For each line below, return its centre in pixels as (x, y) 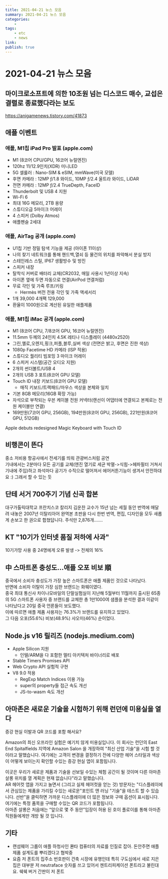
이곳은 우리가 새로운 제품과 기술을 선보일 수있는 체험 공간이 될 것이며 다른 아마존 (83, 771)
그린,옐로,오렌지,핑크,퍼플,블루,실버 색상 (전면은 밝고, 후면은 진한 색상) (80, 343)
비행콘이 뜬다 (24, 445)
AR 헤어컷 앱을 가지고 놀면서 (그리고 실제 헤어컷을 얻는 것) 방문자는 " (72, 784)
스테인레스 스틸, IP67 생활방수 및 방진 (49, 261)
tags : (11, 29)
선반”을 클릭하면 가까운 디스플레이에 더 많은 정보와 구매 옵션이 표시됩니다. (87, 797)
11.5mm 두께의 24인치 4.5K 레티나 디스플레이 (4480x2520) (71, 337)
